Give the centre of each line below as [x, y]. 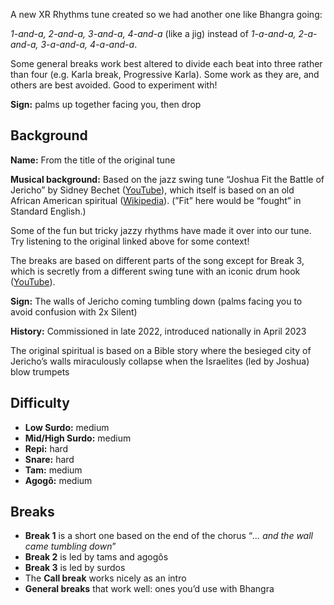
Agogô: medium [58, 480]
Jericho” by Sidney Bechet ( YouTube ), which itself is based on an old [152, 190]
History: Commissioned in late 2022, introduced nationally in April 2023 [158, 331]
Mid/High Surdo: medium [78, 438]
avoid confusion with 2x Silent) [74, 311]
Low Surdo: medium [67, 427]
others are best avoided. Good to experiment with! [114, 85]
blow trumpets [40, 371]
